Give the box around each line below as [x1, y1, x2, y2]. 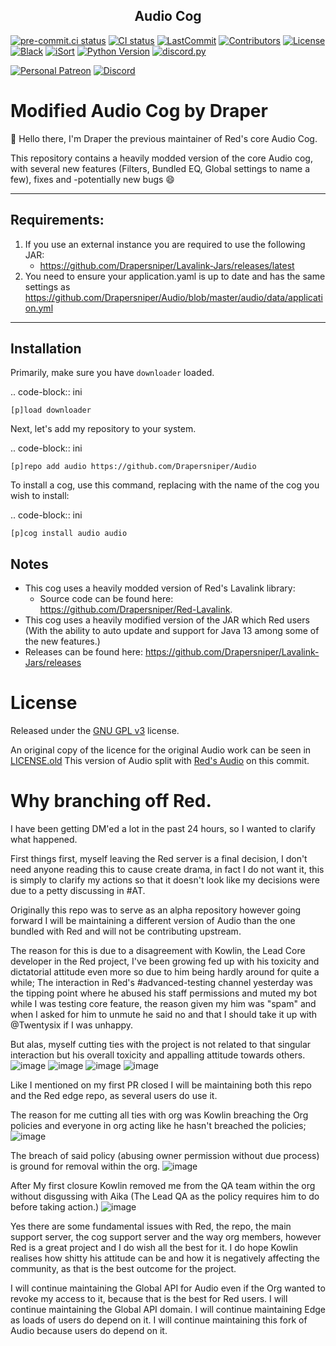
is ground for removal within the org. [10, 1160, 161, 1173]
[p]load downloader [10, 405, 92, 416]
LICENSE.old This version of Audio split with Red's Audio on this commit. [10, 755, 310, 767]
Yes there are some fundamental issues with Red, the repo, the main [10, 1220, 292, 1233]
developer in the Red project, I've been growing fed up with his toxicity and [10, 955, 320, 968]
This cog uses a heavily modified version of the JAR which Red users [24, 614, 310, 626]
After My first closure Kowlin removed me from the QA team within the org [10, 1180, 316, 1192]
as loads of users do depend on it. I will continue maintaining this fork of [10, 1314, 308, 1326]
